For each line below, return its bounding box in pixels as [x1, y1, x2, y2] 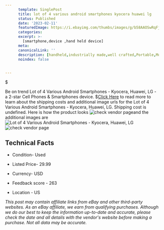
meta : [18, 43, 29, 48]
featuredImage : [18, 25, 49, 30]
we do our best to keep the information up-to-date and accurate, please [5, 209, 151, 215]
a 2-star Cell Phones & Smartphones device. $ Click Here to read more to [5, 94, 151, 100]
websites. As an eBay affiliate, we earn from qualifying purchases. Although [5, 204, 159, 210]
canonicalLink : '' [18, 48, 56, 53]
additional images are [5, 115, 48, 120]
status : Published [18, 16, 56, 21]
